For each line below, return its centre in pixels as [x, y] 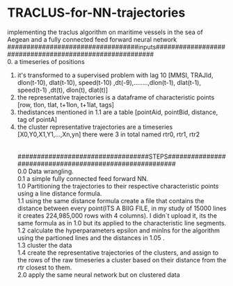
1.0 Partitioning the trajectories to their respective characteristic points [118, 186]
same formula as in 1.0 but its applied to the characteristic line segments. [122, 223]
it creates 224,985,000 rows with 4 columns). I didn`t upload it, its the [117, 215]
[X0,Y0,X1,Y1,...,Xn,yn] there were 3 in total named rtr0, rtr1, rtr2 [109, 134]
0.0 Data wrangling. [46, 171]
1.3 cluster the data [45, 245]
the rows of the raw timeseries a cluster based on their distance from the [122, 260]
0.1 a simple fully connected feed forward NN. [83, 178]
